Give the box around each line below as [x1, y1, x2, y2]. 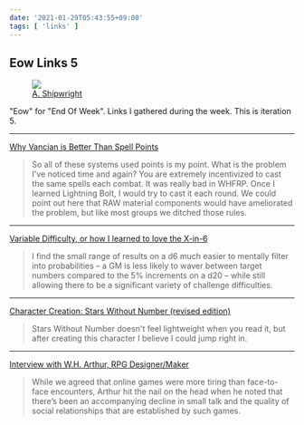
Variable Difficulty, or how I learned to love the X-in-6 [9, 233, 208, 245]
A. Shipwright [32, 88, 83, 100]
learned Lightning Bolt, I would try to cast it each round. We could [31, 188, 277, 199]
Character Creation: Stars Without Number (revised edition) [9, 305, 231, 317]
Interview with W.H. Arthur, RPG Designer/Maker [9, 359, 190, 370]
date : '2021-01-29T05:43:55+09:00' [9, 13, 144, 23]
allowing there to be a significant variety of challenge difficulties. [31, 280, 273, 291]
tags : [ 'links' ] [9, 22, 79, 31]
